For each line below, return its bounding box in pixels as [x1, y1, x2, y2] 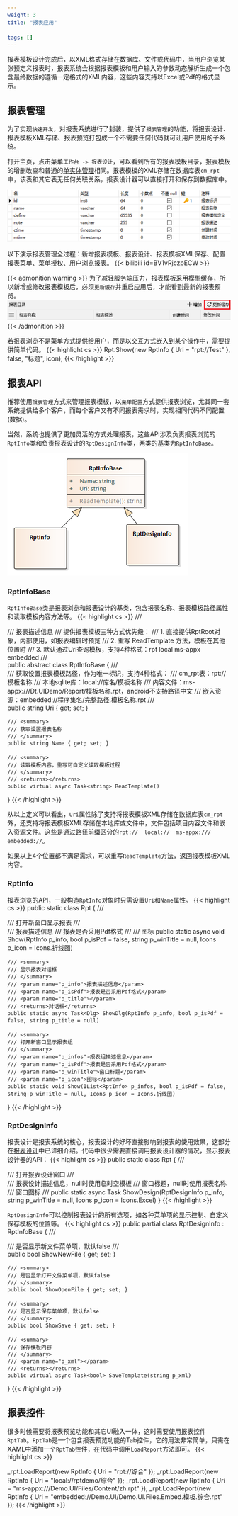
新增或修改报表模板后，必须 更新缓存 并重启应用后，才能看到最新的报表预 [13, 282, 221, 290]
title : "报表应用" [7, 18, 58, 26]
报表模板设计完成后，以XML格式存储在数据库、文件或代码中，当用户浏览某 [7, 55, 226, 64]
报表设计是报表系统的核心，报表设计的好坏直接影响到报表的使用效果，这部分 [7, 1138, 231, 1146]
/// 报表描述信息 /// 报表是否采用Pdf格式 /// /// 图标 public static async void [7, 927, 225, 935]
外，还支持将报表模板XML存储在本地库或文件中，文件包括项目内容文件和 [7, 819, 220, 827]
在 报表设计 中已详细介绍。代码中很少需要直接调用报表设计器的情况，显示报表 [7, 1146, 231, 1155]
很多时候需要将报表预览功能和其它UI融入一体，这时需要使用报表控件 [7, 1427, 207, 1435]
